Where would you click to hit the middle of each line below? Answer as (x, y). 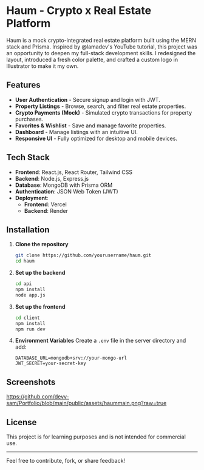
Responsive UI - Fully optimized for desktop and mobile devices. (96, 138)
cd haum (25, 261)
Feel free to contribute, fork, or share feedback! (66, 461)
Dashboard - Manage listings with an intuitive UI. (76, 132)
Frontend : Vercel (45, 204)
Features (23, 85)
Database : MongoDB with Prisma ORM (64, 185)
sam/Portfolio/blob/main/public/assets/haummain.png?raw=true (87, 403)
